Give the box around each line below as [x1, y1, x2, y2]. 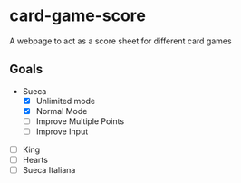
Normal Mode [35, 105, 88, 116]
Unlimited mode [35, 95, 96, 106]
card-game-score [9, 5, 147, 26]
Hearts [22, 155, 48, 166]
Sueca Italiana [22, 165, 76, 176]
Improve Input [35, 126, 89, 137]
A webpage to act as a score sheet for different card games [9, 35, 233, 46]
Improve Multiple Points [35, 115, 125, 127]
